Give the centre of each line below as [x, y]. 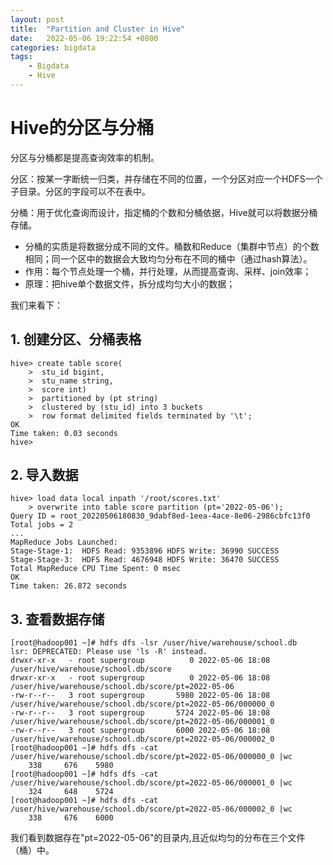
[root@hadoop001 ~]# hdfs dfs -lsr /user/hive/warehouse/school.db [154, 643]
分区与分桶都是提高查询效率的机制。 [85, 157]
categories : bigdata [53, 47]
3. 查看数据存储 [57, 619]
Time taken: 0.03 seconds [64, 433]
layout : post [37, 19]
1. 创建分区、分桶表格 [76, 339]
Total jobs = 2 [42, 525]
